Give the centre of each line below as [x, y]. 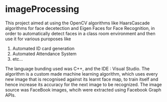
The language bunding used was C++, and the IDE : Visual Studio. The [78, 69]
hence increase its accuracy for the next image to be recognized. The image [83, 84]
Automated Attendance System [44, 54]
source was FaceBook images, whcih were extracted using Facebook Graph [83, 90]
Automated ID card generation [43, 48]
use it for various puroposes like [38, 39]
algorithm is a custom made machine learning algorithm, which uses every [82, 74]
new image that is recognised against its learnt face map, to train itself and [82, 79]
